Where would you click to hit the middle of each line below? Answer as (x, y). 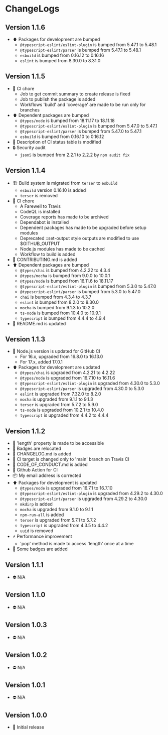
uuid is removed (37, 531)
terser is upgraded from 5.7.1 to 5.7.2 (58, 520)
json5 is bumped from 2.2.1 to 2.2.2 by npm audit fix (75, 155)
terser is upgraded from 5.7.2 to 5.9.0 (59, 405)
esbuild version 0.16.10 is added (53, 190)
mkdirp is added (36, 504)
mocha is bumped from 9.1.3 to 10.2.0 (57, 307)
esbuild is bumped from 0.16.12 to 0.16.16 (62, 55)
